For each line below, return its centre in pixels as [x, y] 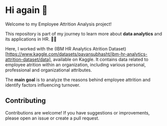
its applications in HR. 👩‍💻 [31, 39]
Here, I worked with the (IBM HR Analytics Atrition [56, 48]
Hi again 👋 [26, 10]
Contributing [25, 101]
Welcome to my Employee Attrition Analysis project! [58, 24]
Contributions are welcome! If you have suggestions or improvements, [77, 112]
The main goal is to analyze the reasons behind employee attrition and [78, 79]
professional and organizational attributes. [49, 70]
